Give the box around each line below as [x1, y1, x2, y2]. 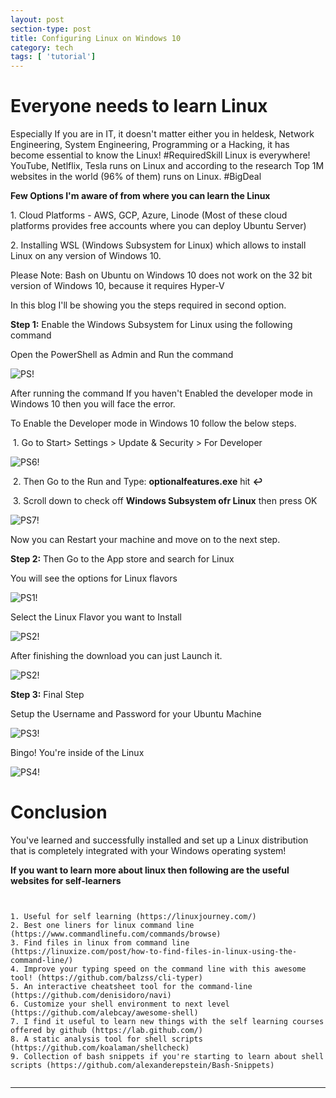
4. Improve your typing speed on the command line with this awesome [10, 964, 307, 974]
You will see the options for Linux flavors [10, 572, 178, 585]
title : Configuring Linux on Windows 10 [10, 33, 182, 43]
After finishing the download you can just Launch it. [10, 650, 223, 662]
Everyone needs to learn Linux [10, 95, 268, 118]
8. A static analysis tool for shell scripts [10, 1034, 203, 1044]
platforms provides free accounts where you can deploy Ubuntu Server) [10, 220, 307, 232]
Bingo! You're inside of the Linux [10, 747, 145, 759]
